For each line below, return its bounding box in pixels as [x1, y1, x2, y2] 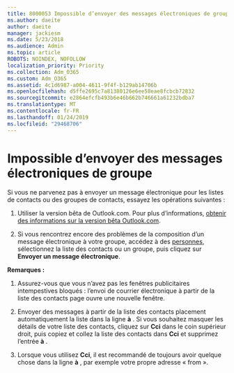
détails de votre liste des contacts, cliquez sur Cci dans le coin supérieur [17, 322, 226, 331]
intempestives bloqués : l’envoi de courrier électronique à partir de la [17, 287, 215, 295]
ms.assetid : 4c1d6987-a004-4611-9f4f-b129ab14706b [7, 82, 157, 89]
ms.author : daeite [7, 17, 61, 24]
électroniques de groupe [7, 165, 153, 181]
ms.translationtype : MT [7, 101, 77, 108]
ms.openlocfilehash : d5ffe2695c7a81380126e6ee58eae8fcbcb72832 [7, 88, 195, 95]
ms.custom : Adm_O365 [7, 75, 68, 82]
